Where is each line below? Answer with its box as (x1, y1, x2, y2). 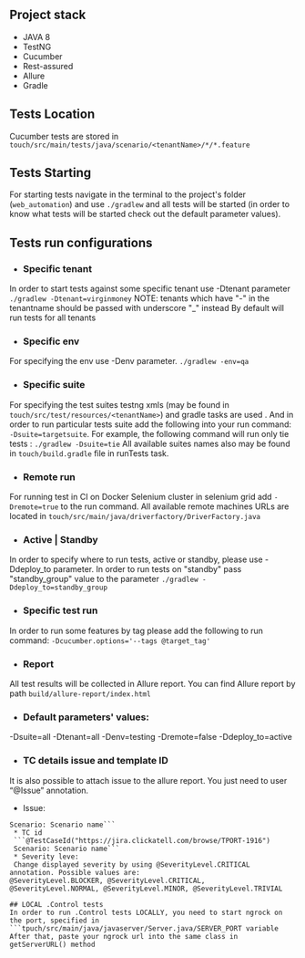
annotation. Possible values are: (9, 868, 141, 877)
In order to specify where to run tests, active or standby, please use (9, 554, 263, 565)
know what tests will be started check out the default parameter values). (9, 209, 281, 220)
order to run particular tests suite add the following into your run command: (9, 419, 292, 430)
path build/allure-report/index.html (9, 688, 152, 699)
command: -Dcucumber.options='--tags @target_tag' (9, 634, 211, 646)
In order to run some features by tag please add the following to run (9, 625, 264, 636)
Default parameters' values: (22, 711, 150, 724)
